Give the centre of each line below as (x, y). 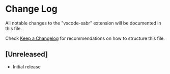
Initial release (26, 66)
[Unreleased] (27, 54)
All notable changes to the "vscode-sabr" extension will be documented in (83, 23)
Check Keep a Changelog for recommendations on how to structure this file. (85, 38)
